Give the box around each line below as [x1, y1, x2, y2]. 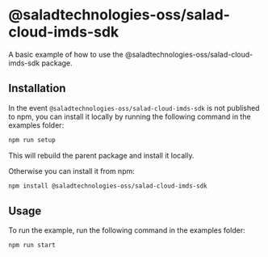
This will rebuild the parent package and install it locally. [8, 150, 195, 160]
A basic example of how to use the [8, 49, 124, 59]
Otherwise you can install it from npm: [8, 166, 136, 175]
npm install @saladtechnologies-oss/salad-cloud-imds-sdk [8, 182, 207, 190]
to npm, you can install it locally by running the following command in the [8, 112, 252, 121]
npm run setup [8, 136, 57, 144]
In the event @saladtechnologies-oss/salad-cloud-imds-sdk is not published [8, 103, 260, 112]
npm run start [8, 241, 57, 250]
